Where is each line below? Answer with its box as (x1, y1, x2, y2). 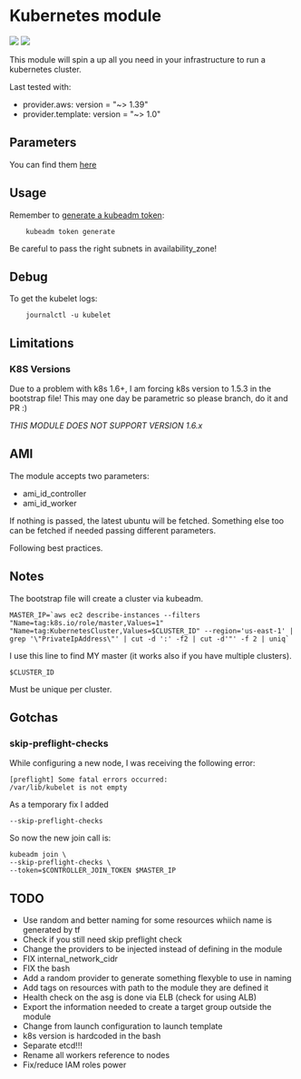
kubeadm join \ (9, 850, 67, 859)
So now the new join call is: (9, 832, 112, 844)
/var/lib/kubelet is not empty (9, 783, 128, 792)
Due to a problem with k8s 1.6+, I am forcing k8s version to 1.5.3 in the (9, 383, 272, 395)
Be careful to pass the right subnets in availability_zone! (9, 242, 218, 254)
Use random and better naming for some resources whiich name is (22, 915, 272, 926)
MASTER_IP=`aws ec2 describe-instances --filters (9, 610, 201, 620)
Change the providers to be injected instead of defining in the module (22, 944, 283, 955)
